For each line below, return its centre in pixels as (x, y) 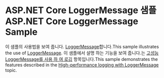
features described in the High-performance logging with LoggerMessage (82, 65)
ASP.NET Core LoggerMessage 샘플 (81, 10)
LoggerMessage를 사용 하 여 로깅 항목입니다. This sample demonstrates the (81, 59)
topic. (11, 70)
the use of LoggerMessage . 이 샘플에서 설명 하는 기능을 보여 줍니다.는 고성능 (82, 53)
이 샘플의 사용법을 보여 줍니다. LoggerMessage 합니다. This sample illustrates (82, 46)
